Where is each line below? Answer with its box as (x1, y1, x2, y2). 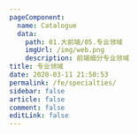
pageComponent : (9, 12, 65, 22)
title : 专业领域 (9, 63, 64, 71)
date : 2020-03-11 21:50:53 (9, 71, 109, 79)
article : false (9, 94, 65, 104)
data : (17, 29, 38, 38)
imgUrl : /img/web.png (25, 46, 104, 55)
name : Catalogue (17, 21, 77, 30)
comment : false (9, 103, 65, 112)
